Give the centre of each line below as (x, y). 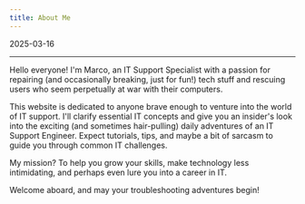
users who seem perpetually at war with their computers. (116, 89)
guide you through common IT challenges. (89, 145)
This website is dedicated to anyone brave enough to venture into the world (151, 106)
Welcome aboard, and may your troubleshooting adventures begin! (135, 189)
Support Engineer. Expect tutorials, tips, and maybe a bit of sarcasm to (142, 135)
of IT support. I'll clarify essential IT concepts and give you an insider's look (151, 116)
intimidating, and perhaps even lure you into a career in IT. (118, 172)
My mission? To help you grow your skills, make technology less (129, 162)
